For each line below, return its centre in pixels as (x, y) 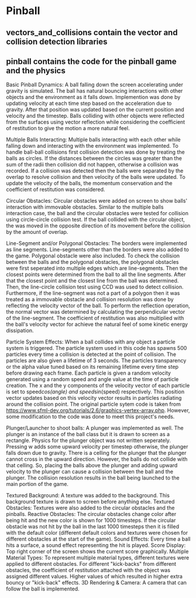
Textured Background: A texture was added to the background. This (88, 495)
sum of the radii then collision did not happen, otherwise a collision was (92, 165)
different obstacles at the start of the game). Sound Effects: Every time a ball (98, 539)
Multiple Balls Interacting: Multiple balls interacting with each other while (93, 140)
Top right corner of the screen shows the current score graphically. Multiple (97, 552)
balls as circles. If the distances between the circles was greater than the (94, 158)
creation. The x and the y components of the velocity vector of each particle (98, 386)
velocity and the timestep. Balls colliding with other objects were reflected (95, 116)
